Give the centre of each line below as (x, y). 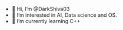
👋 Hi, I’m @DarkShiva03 (41, 9)
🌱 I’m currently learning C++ (46, 21)
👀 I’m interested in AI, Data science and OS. (64, 15)
